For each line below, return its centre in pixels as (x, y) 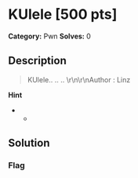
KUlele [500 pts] (63, 15)
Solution (29, 143)
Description (37, 61)
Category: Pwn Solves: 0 (50, 36)
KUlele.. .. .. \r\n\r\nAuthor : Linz (79, 79)
